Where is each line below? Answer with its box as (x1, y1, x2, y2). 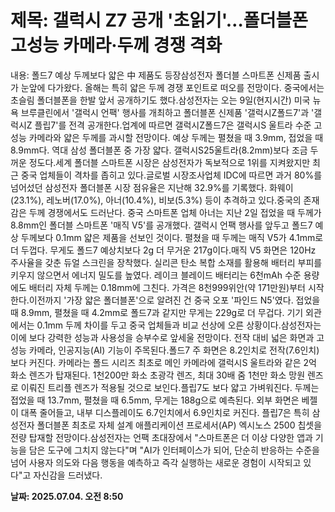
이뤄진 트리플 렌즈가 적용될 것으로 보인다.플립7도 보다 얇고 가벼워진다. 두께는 (20, 381, 320, 393)
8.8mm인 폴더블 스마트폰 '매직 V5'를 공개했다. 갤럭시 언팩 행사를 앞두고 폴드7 (10, 219, 313, 231)
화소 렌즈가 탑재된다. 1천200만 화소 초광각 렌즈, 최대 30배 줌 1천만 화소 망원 (10, 369, 306, 381)
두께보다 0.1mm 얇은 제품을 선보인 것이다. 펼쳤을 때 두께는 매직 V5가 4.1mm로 (20, 231, 324, 243)
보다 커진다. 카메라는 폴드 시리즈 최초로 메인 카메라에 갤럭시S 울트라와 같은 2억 (10, 356, 317, 368)
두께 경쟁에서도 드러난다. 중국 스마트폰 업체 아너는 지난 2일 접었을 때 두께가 (28, 206, 322, 218)
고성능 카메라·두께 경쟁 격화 (10, 34, 223, 57)
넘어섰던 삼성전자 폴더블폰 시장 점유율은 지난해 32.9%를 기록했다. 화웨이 (10, 181, 294, 193)
